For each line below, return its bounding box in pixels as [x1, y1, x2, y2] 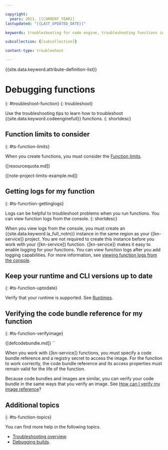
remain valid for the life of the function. [5, 366, 85, 372]
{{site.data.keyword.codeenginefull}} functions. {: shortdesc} [5, 115, 131, 121]
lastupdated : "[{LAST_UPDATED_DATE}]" [5, 21, 86, 26]
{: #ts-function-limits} [5, 143, 50, 149]
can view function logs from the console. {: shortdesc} [5, 215, 117, 221]
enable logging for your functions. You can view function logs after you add [5, 246, 161, 252]
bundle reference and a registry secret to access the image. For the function [5, 355, 162, 361]
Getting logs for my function [5, 187, 95, 196]
